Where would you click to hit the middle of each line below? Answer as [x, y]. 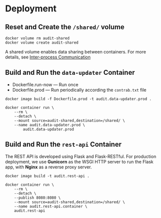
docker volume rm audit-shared [37, 38]
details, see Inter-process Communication [48, 57]
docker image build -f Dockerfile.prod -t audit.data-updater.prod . [79, 99]
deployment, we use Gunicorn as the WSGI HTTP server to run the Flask [79, 162]
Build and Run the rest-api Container [63, 144]
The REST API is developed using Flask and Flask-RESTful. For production [81, 156]
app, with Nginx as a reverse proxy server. [49, 167]
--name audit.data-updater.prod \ [50, 125]
